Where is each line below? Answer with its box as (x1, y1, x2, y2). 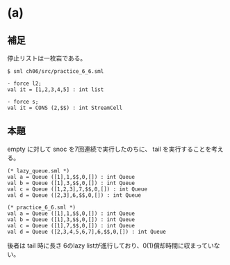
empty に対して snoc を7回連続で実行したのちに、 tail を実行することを (7, 145, 212, 153)
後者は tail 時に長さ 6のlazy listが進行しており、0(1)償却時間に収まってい (7, 241, 214, 250)
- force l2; (7, 80, 42, 87)
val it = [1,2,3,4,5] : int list (7, 86, 104, 93)
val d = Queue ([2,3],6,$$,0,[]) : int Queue (7, 191, 141, 199)
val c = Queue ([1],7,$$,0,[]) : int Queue (7, 222, 135, 229)
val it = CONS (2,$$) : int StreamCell (7, 104, 123, 111)
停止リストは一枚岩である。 (7, 54, 87, 62)
